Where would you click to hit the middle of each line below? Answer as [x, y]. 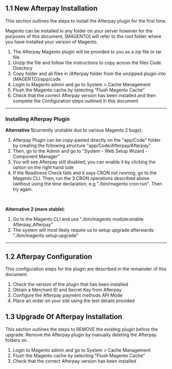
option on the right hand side [43, 168]
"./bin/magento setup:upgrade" [46, 235]
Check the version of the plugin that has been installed [70, 284]
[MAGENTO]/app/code [37, 79]
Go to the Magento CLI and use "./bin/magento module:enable [78, 219]
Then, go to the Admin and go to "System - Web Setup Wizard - [80, 151]
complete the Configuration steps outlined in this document [75, 101]
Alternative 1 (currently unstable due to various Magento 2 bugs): [74, 130]
